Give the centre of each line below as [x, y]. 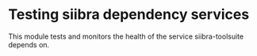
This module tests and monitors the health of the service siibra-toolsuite [126, 36]
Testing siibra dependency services [129, 15]
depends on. [29, 44]
